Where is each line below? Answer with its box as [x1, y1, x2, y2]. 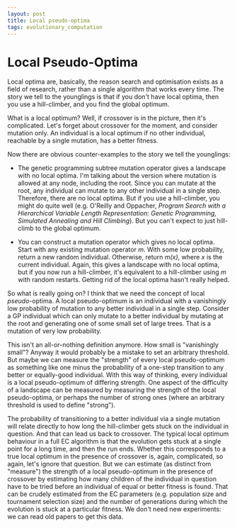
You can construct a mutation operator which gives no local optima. [17, 238, 215, 247]
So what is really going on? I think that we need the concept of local [7, 289, 205, 298]
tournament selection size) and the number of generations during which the [7, 498, 228, 506]
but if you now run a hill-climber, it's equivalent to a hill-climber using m [17, 268, 226, 276]
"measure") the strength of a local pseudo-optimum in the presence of [7, 467, 214, 476]
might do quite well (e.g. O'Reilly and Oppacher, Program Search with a [17, 201, 226, 210]
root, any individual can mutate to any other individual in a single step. [17, 186, 221, 195]
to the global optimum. [35, 224, 101, 232]
